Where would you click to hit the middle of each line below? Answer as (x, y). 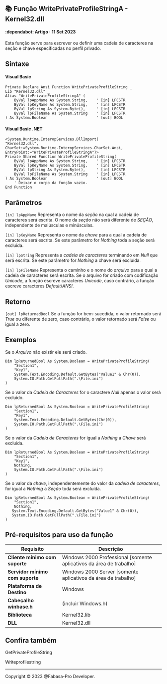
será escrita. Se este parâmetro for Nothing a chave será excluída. (73, 260)
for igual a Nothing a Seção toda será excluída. (53, 488)
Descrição (111, 549)
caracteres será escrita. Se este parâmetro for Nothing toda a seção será (80, 240)
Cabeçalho (21, 600)
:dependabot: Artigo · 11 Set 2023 (41, 31)
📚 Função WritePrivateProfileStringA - (67, 9)
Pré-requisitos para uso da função (59, 535)
